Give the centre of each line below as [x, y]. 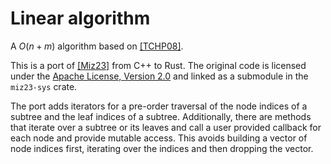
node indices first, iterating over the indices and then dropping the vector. [162, 148]
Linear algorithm [80, 18]
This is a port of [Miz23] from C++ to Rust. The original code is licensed [158, 65]
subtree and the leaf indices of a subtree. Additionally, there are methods [161, 116]
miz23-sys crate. [44, 86]
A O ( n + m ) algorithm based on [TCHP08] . [97, 46]
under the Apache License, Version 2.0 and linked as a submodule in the [159, 76]
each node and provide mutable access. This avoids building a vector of [159, 138]
